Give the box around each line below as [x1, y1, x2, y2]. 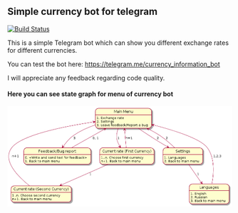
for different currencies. [7, 46, 78, 54]
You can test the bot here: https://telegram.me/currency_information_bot [7, 60, 221, 68]
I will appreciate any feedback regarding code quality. [7, 73, 165, 82]
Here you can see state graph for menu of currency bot [7, 90, 173, 98]
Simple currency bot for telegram [7, 6, 158, 18]
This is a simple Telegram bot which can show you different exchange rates [7, 38, 229, 47]
